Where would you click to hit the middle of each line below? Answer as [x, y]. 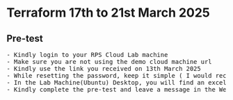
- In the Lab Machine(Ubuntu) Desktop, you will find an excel [116, 82]
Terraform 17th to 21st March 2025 [108, 13]
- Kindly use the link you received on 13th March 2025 [104, 68]
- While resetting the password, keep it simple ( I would [110, 75]
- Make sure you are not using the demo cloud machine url [110, 61]
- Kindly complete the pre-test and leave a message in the [111, 89]
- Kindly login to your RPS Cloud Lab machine [87, 55]
